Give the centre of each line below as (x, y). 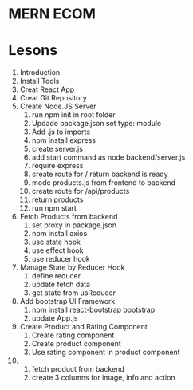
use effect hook (57, 250)
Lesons (33, 51)
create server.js (57, 149)
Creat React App (47, 89)
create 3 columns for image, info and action (103, 378)
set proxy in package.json (74, 225)
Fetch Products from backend (69, 217)
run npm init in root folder (73, 115)
